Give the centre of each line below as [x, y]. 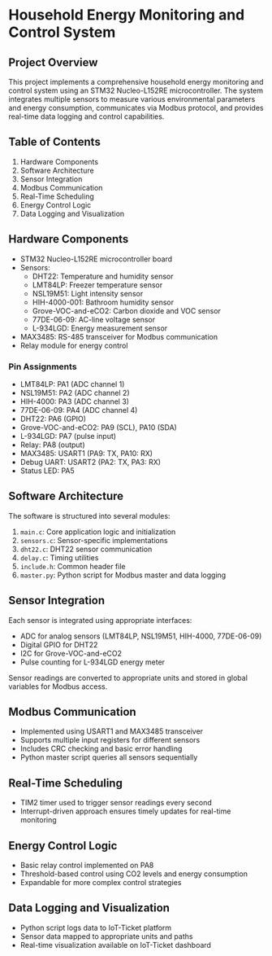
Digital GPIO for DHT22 [59, 644]
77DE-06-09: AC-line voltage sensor [94, 319]
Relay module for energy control [74, 345]
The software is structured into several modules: [89, 515]
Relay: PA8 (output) [52, 445]
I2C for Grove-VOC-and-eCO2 [71, 653]
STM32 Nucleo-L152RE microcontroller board [96, 259]
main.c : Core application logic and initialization [98, 532]
